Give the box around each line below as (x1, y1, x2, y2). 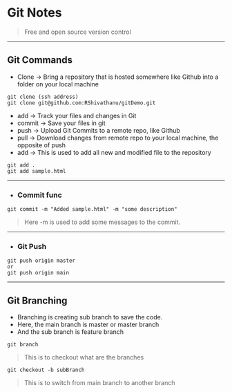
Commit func (17, 190, 62, 200)
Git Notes (7, 5, 62, 21)
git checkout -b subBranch (7, 366, 85, 374)
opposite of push (17, 140, 66, 149)
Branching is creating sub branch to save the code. (17, 313, 163, 321)
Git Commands (7, 54, 73, 66)
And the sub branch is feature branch (17, 328, 124, 336)
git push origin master (7, 257, 76, 264)
